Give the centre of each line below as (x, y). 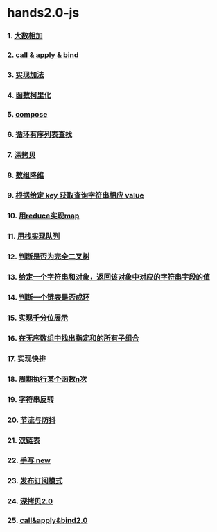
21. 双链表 (24, 440)
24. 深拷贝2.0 (30, 501)
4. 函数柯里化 (29, 95)
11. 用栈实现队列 (34, 236)
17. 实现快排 (27, 358)
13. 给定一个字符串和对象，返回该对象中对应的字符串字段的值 (108, 277)
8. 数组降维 (26, 175)
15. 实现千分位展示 (38, 318)
